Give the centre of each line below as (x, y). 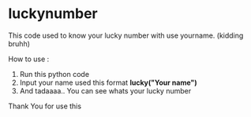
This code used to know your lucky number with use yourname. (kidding (126, 35)
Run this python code (54, 74)
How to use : (29, 59)
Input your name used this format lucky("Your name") (108, 82)
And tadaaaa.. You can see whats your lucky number (105, 90)
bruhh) (19, 43)
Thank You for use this (45, 106)
